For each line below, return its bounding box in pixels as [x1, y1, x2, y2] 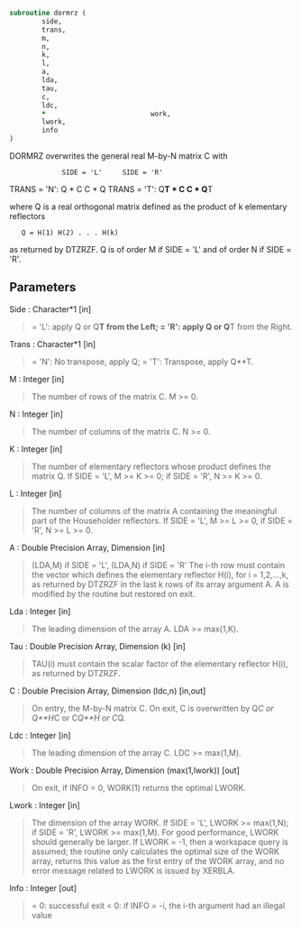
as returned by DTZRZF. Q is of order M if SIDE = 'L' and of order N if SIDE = [9, 244, 292, 254]
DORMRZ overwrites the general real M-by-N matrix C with [9, 151, 228, 161]
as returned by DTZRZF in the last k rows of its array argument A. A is [31, 578, 290, 590]
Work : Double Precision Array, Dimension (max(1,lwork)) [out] [9, 765, 241, 776]
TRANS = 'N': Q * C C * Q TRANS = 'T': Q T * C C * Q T [9, 184, 214, 194]
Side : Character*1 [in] [9, 303, 92, 315]
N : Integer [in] [9, 409, 63, 419]
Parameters [9, 280, 77, 295]
